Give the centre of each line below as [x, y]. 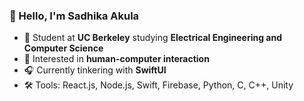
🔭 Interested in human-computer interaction [116, 59]
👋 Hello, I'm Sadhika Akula [74, 16]
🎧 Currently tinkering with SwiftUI [95, 70]
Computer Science [63, 48]
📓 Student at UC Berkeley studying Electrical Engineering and [152, 38]
